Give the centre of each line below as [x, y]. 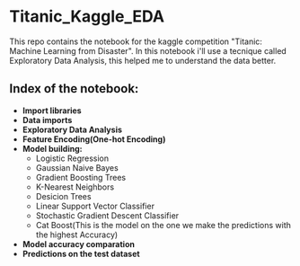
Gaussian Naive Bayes [77, 167]
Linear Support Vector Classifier [95, 206]
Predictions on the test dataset [81, 253]
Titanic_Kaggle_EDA [87, 17]
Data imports [47, 120]
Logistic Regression [72, 158]
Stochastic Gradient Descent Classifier [107, 215]
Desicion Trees [63, 196]
